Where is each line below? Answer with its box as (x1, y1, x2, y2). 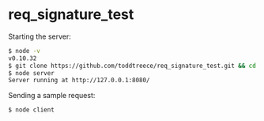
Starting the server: (8, 32, 71, 41)
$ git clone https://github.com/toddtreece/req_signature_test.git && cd (8, 62, 257, 70)
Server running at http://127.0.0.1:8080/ (8, 77, 150, 85)
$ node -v (8, 47, 41, 55)
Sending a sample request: (8, 91, 96, 100)
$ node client (8, 106, 55, 114)
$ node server (8, 69, 55, 77)
